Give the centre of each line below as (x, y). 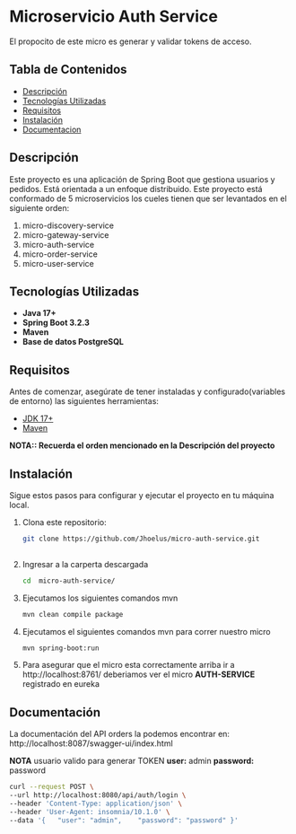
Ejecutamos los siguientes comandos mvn (100, 598)
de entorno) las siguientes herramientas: (84, 401)
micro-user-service (58, 263)
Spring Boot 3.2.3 (56, 323)
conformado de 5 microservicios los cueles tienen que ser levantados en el (148, 198)
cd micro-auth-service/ (69, 581)
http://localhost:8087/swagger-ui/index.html (91, 743)
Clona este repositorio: (64, 522)
